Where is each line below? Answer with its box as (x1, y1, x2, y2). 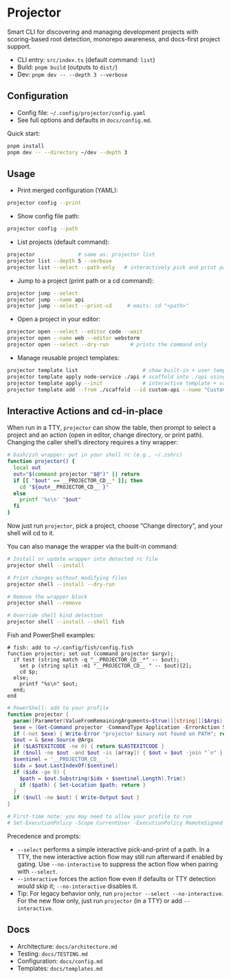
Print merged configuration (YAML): (16, 186, 118, 194)
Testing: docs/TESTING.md (16, 949, 88, 958)
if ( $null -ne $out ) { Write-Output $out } (13, 794, 140, 801)
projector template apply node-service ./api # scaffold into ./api (7, 373, 208, 380)
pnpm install (7, 143, 45, 150)
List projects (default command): (16, 238, 110, 246)
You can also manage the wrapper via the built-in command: (7, 542, 179, 550)
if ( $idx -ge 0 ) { (13, 768, 67, 776)
